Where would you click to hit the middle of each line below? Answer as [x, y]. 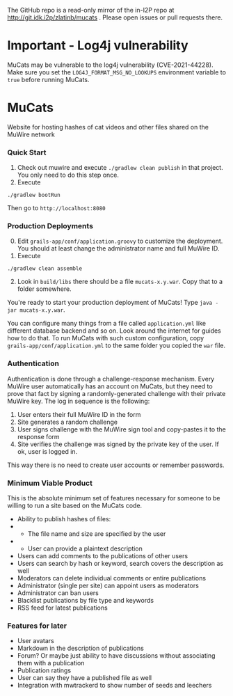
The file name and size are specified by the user [97, 534]
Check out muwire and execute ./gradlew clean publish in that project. [120, 168]
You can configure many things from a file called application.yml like [107, 324]
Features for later [37, 626]
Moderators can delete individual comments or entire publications [112, 578]
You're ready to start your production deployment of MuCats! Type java [110, 303]
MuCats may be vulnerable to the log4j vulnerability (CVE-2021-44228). [110, 65]
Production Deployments [50, 226]
